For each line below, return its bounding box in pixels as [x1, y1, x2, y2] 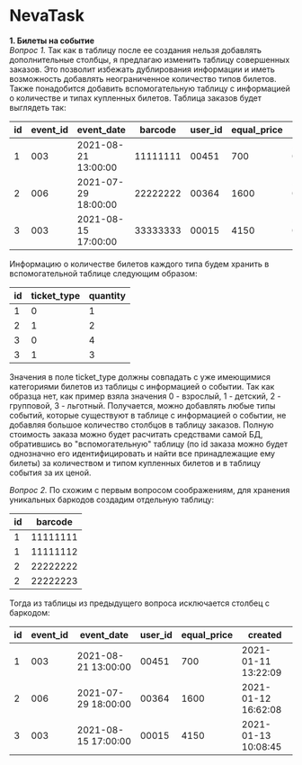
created [247, 628, 282, 641]
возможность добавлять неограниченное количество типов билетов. [9, 73, 277, 84]
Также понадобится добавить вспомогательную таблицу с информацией [9, 83, 290, 94]
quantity [88, 289, 126, 301]
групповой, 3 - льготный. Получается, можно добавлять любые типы [9, 400, 276, 410]
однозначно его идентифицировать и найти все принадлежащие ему [9, 447, 276, 459]
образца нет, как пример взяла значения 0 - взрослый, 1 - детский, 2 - [9, 391, 281, 401]
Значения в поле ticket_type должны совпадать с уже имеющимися [9, 371, 271, 382]
